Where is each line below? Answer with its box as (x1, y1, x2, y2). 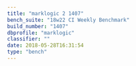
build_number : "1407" (7, 23, 69, 30)
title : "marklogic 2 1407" (7, 10, 84, 17)
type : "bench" (7, 49, 48, 56)
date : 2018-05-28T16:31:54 (7, 42, 84, 49)
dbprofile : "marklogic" (7, 29, 75, 36)
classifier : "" (7, 36, 51, 43)
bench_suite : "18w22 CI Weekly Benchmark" (7, 16, 130, 23)
